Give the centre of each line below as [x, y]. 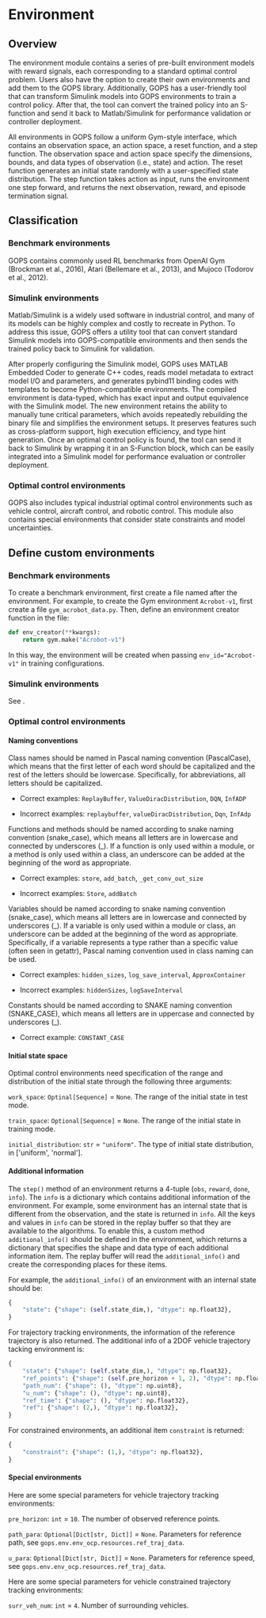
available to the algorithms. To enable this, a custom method [106, 1231]
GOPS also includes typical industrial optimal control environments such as [131, 503]
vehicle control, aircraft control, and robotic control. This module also [121, 511]
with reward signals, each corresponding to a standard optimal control [123, 71]
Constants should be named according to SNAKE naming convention [120, 1005]
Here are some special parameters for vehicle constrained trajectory [120, 1582]
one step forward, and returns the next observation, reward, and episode [127, 187]
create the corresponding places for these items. [88, 1264]
